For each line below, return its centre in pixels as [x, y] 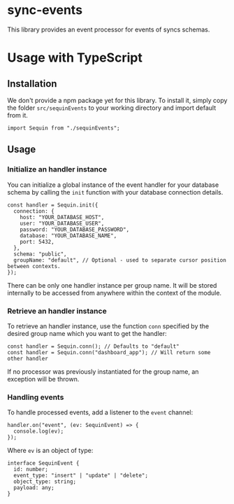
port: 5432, [37, 241]
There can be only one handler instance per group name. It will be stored [112, 285]
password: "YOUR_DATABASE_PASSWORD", [75, 230]
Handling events [36, 397]
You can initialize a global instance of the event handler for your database [113, 185]
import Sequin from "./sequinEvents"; [64, 128]
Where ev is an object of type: [50, 451]
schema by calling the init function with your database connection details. [115, 192]
